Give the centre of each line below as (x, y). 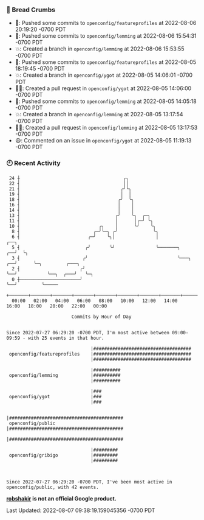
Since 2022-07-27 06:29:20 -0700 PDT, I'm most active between (88, 332)
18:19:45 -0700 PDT (40, 69)
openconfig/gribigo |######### (63, 455)
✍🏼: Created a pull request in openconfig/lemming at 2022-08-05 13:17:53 (106, 128)
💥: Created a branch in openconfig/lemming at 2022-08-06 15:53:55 (100, 49)
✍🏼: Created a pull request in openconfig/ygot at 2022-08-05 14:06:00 (103, 88)
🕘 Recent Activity (33, 163)
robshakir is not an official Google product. (61, 498)
